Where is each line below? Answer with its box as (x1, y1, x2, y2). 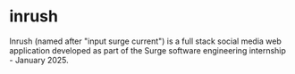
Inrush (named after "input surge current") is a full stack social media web (9, 36, 282, 46)
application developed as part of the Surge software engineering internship (9, 45, 286, 55)
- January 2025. (9, 54, 69, 65)
